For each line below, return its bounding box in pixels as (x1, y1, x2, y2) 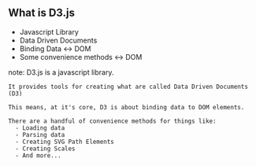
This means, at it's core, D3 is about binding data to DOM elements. (8, 103, 245, 111)
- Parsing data (15, 131, 65, 138)
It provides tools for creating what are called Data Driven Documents (8, 83, 248, 90)
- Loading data (15, 124, 65, 132)
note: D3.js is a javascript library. (8, 67, 114, 77)
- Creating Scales (15, 145, 76, 153)
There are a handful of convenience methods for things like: (8, 117, 217, 125)
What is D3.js (8, 6, 75, 20)
